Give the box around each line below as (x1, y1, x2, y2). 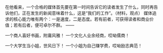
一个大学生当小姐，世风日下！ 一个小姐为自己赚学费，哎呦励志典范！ (5, 43, 142, 48)
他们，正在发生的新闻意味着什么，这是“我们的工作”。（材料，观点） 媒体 (9, 10, 153, 16)
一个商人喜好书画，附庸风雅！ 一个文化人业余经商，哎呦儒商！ (5, 33, 130, 38)
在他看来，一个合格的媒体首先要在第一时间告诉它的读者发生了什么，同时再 (5, 4, 154, 10)
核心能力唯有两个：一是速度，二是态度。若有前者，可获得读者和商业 (13, 16, 149, 22)
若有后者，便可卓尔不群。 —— (13, 22, 74, 28)
